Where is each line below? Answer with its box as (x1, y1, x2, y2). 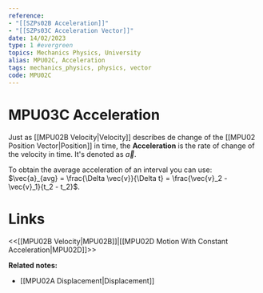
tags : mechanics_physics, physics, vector (8, 64, 152, 72)
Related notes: (8, 260, 58, 270)
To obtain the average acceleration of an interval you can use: (8, 165, 213, 175)
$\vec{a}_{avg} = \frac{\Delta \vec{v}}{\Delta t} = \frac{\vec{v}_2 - (8, 173, 228, 183)
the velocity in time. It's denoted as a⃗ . (8, 149, 137, 159)
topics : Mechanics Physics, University (8, 49, 141, 57)
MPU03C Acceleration (8, 106, 160, 124)
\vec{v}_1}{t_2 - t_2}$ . (8, 182, 80, 191)
